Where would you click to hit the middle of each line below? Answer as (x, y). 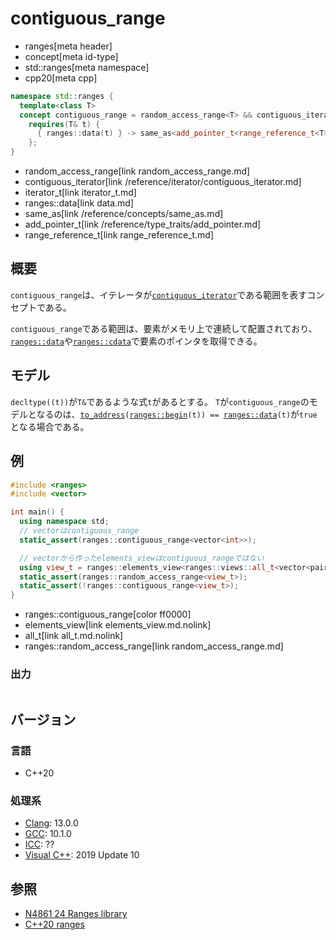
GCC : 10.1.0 (48, 834)
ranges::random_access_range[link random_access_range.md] (154, 646)
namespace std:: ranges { (62, 96)
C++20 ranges (54, 924)
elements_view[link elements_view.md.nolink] (118, 625)
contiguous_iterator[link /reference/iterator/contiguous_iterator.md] (163, 182)
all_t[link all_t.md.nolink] (74, 636)
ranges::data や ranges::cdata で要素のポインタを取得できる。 (136, 341)
